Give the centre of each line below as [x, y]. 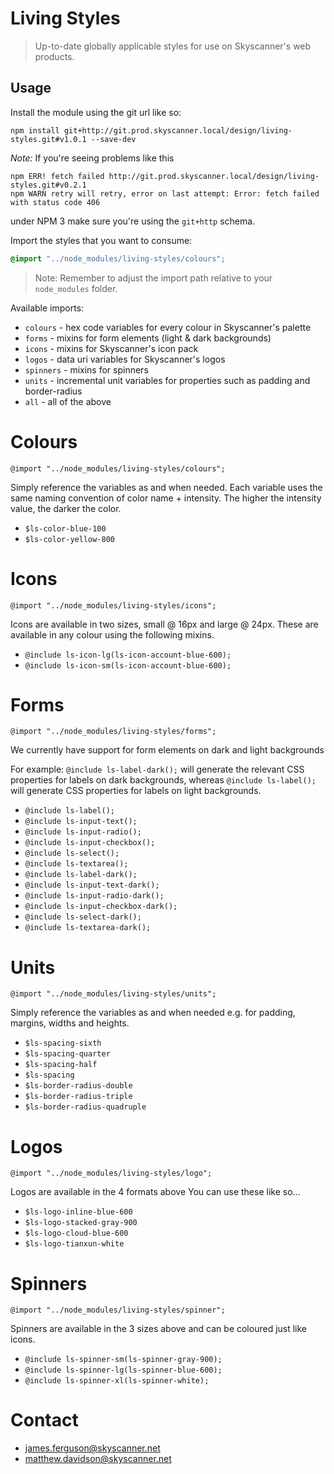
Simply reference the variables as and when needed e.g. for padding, [153, 1013]
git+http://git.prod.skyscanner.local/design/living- [178, 130]
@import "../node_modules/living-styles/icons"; [113, 605]
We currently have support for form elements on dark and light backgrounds [167, 750]
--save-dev [113, 139]
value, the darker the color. [66, 508]
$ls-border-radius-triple [78, 1097]
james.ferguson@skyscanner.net [92, 1448]
